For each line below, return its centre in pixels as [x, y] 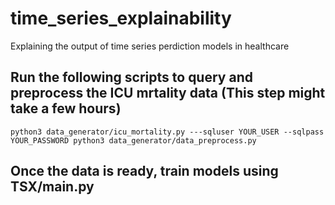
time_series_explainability [121, 18]
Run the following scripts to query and [131, 77]
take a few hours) [66, 108]
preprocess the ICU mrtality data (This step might [168, 93]
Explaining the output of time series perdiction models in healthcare [150, 46]
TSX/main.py [52, 187]
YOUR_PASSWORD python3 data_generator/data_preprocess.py [133, 140]
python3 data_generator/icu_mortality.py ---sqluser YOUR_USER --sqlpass [167, 132]
